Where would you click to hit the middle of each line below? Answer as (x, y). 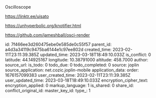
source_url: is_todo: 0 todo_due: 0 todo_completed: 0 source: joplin (72, 65)
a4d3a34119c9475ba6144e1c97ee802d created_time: (58, 49)
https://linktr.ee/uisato (27, 16)
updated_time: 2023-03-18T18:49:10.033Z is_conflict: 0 (96, 55)
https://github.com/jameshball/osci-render (47, 35)
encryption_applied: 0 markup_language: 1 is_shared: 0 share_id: (70, 85)
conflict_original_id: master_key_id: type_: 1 (48, 91)
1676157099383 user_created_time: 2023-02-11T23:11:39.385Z (68, 75)
